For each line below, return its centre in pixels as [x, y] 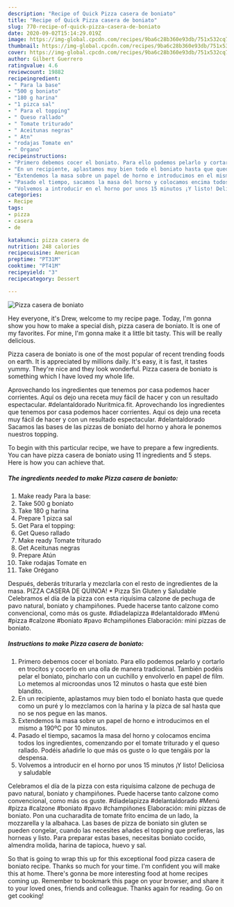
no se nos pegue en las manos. [62, 713]
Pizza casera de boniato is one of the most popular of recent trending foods [116, 354]
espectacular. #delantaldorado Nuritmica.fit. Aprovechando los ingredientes [116, 404]
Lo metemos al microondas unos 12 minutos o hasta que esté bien [112, 683]
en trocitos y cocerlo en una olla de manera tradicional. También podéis [120, 669]
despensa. [33, 757]
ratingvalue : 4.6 [33, 65]
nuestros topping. [33, 434]
